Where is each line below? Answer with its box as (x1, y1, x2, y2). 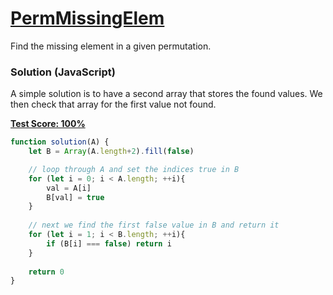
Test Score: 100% (10, 118, 86, 130)
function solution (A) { (10, 137, 110, 147)
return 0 (28, 267, 65, 277)
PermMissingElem (10, 7, 165, 30)
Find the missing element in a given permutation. (10, 40, 212, 52)
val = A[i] (46, 183, 92, 193)
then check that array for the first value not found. (10, 98, 217, 111)
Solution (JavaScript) (10, 65, 116, 79)
